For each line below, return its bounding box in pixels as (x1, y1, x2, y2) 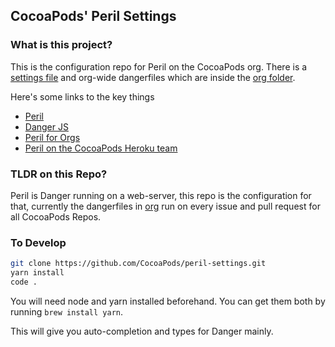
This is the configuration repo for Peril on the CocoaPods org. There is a (10, 60, 308, 73)
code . (10, 277, 38, 288)
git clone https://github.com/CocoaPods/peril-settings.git (10, 259, 267, 269)
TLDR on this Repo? (10, 167, 108, 181)
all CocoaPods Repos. (10, 210, 102, 223)
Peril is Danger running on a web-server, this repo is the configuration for (10, 189, 312, 201)
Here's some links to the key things (10, 90, 155, 103)
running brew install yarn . (10, 305, 124, 318)
